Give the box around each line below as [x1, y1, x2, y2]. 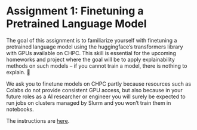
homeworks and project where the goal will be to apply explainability [6, 56, 175, 63]
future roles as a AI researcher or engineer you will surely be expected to [6, 93, 186, 100]
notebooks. [6, 105, 34, 113]
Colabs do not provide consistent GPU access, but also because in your [6, 86, 183, 93]
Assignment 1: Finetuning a [6, 4, 144, 18]
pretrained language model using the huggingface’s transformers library [6, 43, 183, 50]
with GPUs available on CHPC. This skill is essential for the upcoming [6, 49, 176, 56]
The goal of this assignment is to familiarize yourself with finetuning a [6, 37, 177, 44]
